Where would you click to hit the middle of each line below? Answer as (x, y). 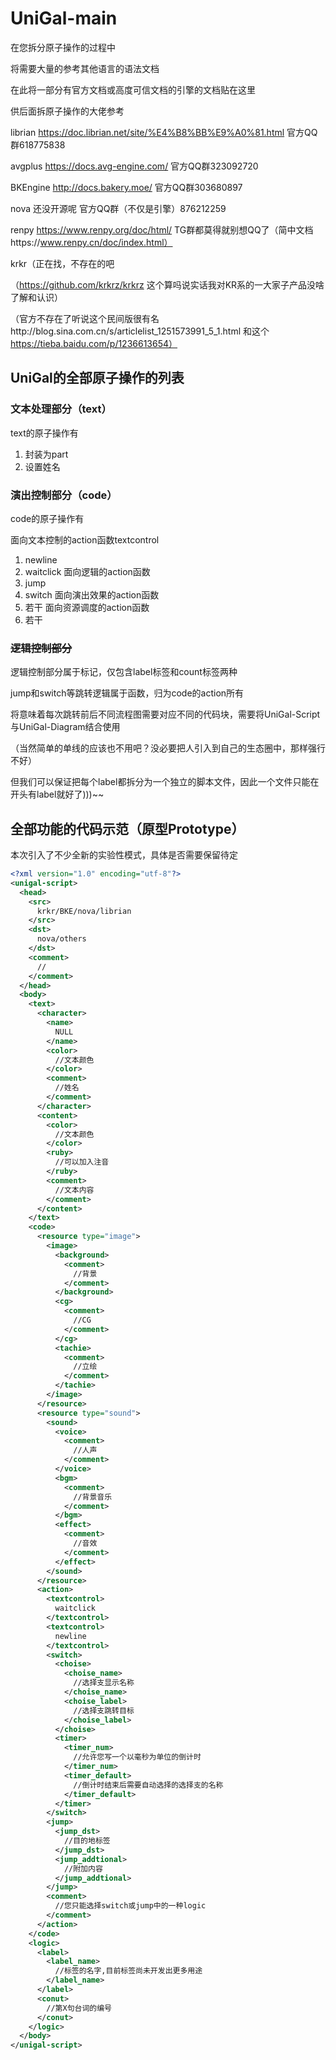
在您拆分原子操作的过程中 (63, 47)
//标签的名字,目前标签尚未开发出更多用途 (128, 1971)
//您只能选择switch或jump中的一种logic (130, 1906)
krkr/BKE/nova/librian (84, 911)
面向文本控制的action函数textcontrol (85, 539)
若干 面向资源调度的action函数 (87, 607)
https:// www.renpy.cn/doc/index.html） (91, 242)
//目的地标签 (87, 1841)
